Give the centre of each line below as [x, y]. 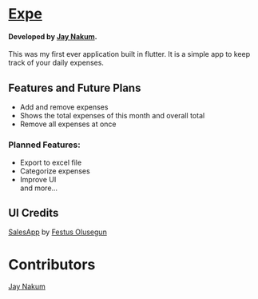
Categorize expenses [55, 171]
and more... [39, 188]
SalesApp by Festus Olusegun [58, 232]
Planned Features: [45, 145]
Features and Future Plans [75, 88]
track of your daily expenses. [56, 63]
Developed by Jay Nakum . [53, 36]
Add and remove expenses [64, 107]
